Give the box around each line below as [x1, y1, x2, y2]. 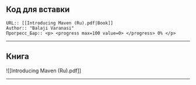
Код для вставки [6, 5, 70, 15]
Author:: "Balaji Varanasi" [6, 25, 75, 31]
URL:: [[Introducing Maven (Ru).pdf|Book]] [6, 20, 114, 26]
